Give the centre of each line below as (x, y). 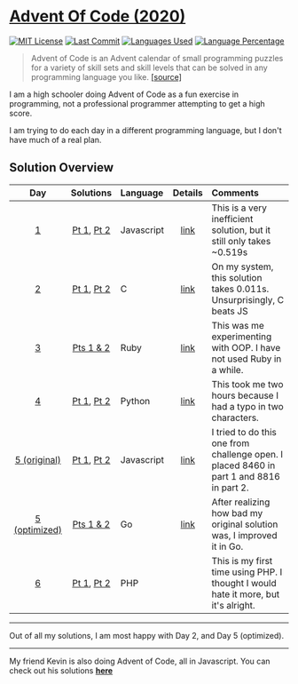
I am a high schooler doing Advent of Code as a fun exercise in (124, 94)
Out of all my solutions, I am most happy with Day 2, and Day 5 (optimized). (147, 635)
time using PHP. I (247, 572)
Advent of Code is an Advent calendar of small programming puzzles (157, 58)
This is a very (239, 208)
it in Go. (227, 546)
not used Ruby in (247, 359)
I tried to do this (244, 432)
